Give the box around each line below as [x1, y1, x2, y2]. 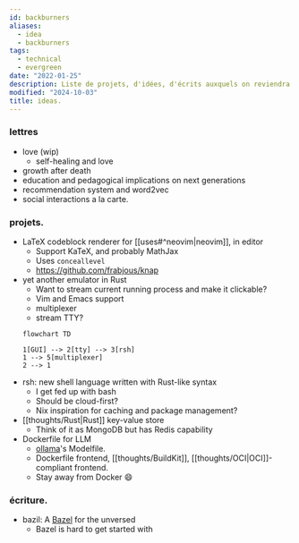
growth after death [21, 165, 91, 175]
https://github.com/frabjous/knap [35, 265, 159, 276]
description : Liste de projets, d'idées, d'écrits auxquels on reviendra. [9, 80, 295, 89]
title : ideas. [9, 96, 63, 106]
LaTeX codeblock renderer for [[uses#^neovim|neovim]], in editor [21, 236, 264, 247]
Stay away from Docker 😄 [35, 471, 133, 482]
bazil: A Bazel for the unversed [21, 514, 136, 525]
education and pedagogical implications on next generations [21, 174, 246, 185]
